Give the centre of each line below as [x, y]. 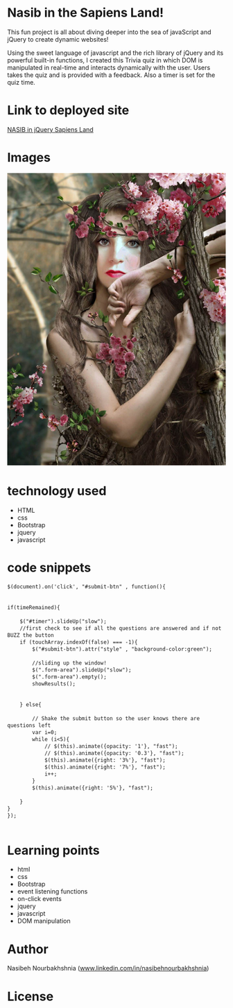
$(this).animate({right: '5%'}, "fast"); [93, 788]
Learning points [53, 850]
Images [29, 158]
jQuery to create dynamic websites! [58, 39]
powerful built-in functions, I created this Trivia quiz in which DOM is [105, 60]
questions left [29, 726]
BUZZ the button [31, 635]
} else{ [31, 705]
